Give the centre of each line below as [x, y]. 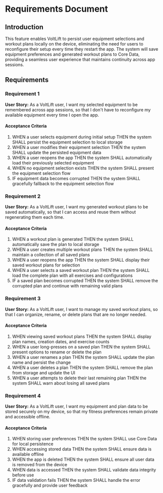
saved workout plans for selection [46, 265]
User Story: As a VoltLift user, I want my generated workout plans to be [77, 207]
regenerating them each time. [35, 217]
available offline [28, 454]
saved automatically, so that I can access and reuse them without [71, 212]
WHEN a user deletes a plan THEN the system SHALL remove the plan [82, 368]
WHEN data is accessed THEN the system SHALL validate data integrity [84, 470]
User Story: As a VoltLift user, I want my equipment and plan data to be [77, 407]
